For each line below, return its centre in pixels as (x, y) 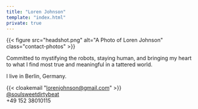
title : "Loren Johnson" (36, 12)
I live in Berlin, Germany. (37, 76)
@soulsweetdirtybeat (33, 95)
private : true (24, 23)
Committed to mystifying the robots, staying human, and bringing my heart (99, 58)
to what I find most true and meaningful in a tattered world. (79, 64)
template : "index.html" (36, 17)
